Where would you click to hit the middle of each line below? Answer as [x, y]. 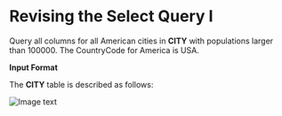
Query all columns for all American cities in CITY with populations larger [141, 41]
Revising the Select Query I [111, 16]
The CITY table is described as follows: [81, 84]
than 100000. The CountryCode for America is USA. [105, 50]
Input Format [33, 67]
